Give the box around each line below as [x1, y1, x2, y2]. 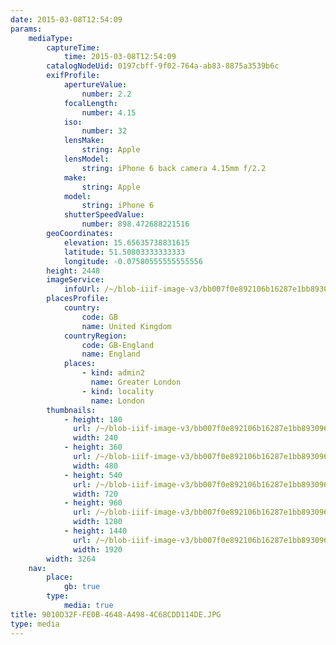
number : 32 [81, 126, 128, 136]
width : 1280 [73, 517, 123, 527]
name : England [81, 349, 141, 360]
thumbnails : [46, 405, 97, 415]
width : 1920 [73, 544, 123, 555]
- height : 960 [63, 498, 123, 508]
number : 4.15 [81, 107, 137, 118]
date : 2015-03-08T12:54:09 [10, 14, 123, 25]
